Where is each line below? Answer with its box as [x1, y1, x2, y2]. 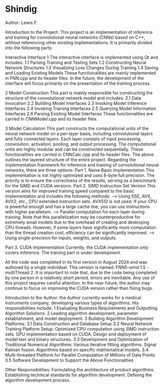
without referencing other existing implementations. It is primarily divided [5, 39, 153, 45]
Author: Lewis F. [5, 20, 38, 26]
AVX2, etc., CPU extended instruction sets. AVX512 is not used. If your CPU [5, 198, 158, 204]
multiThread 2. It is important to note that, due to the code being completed [5, 269, 158, 275]
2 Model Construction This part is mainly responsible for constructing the [5, 90, 153, 96]
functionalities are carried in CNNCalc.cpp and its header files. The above [5, 151, 154, 157]
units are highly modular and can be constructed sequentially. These [5, 146, 143, 152]
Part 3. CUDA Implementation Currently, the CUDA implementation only [5, 244, 149, 250]
